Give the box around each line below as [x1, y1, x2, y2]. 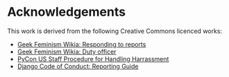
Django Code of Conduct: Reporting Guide [17, 62, 139, 70]
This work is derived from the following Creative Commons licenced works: [7, 27, 223, 35]
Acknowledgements [7, 4, 126, 20]
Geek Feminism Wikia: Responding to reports [17, 40, 146, 48]
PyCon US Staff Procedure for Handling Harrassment [17, 54, 169, 63]
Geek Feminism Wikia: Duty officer [17, 47, 117, 56]
